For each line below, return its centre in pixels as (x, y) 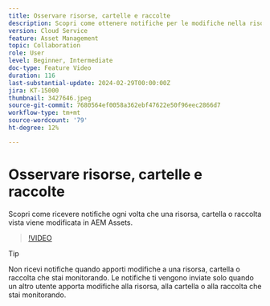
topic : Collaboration (45, 46)
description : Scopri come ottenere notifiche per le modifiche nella (127, 23)
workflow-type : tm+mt (45, 113)
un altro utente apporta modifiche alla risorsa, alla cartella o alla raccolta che (135, 286)
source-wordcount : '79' (48, 120)
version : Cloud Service (48, 31)
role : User (27, 53)
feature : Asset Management (53, 38)
